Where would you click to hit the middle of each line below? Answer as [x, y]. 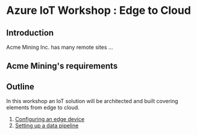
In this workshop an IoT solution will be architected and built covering [92, 101]
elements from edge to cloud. [43, 108]
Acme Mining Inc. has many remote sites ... [60, 47]
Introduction [30, 33]
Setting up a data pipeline [47, 126]
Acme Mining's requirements [62, 66]
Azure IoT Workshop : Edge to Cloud [99, 11]
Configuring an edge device [50, 119]
